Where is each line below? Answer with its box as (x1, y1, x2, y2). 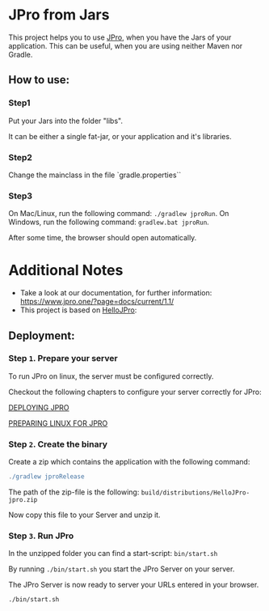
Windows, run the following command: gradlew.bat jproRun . (8, 217, 210, 227)
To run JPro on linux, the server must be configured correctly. (8, 371, 214, 381)
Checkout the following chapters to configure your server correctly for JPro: (8, 387, 263, 397)
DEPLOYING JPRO (8, 402, 70, 412)
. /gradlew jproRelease (8, 473, 85, 481)
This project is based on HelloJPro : (19, 305, 137, 315)
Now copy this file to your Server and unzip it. (8, 510, 161, 520)
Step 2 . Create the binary (8, 439, 107, 450)
